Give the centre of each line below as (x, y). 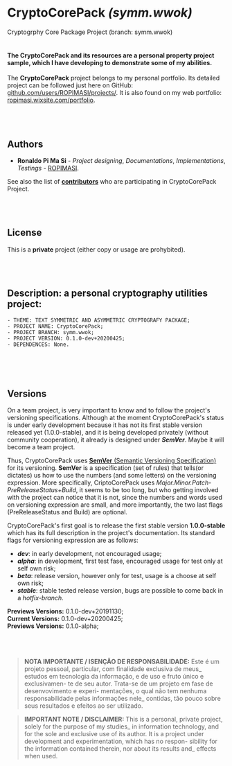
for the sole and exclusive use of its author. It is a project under (114, 734)
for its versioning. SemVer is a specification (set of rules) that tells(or (106, 468)
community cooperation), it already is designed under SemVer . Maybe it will (116, 440)
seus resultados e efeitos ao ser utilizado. (83, 706)
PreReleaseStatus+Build (42, 490)
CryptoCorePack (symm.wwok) (100, 13)
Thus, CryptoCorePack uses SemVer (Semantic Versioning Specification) (112, 461)
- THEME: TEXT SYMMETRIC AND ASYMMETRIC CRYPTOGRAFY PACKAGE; (99, 320)
